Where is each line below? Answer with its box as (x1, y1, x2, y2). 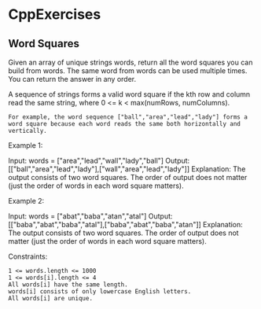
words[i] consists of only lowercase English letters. (8, 288, 192, 296)
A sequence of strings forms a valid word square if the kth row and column (8, 90, 251, 99)
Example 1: (8, 141, 43, 150)
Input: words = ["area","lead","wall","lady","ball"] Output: (8, 156, 190, 165)
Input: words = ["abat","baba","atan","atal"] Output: (8, 212, 173, 221)
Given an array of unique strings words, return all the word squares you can (8, 57, 253, 67)
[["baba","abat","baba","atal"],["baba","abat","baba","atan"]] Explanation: (8, 220, 244, 229)
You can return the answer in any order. (8, 75, 136, 83)
